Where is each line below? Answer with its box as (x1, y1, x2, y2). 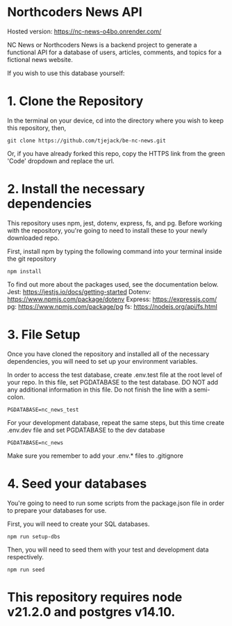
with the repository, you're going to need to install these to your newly (7, 226, 208, 234)
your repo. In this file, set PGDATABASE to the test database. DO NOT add (7, 378, 219, 386)
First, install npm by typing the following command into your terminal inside (7, 247, 222, 255)
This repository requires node (7, 589, 183, 605)
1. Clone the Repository (7, 93, 144, 109)
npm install (7, 268, 42, 275)
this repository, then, (7, 123, 67, 132)
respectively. (7, 552, 44, 561)
